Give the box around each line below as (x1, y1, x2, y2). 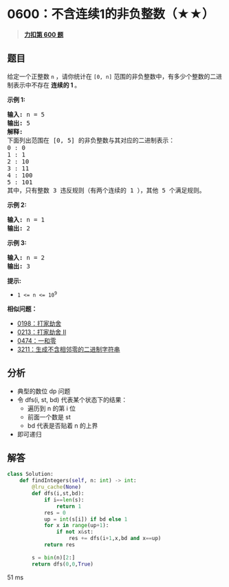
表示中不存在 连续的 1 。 (12, 81, 81, 89)
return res (43, 541, 76, 548)
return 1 (56, 503, 81, 510)
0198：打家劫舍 (17, 319, 62, 328)
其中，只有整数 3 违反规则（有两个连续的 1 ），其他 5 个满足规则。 (7, 186, 206, 194)
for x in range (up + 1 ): (43, 522, 109, 529)
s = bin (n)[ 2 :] (32, 554, 76, 561)
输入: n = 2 (7, 253, 45, 261)
